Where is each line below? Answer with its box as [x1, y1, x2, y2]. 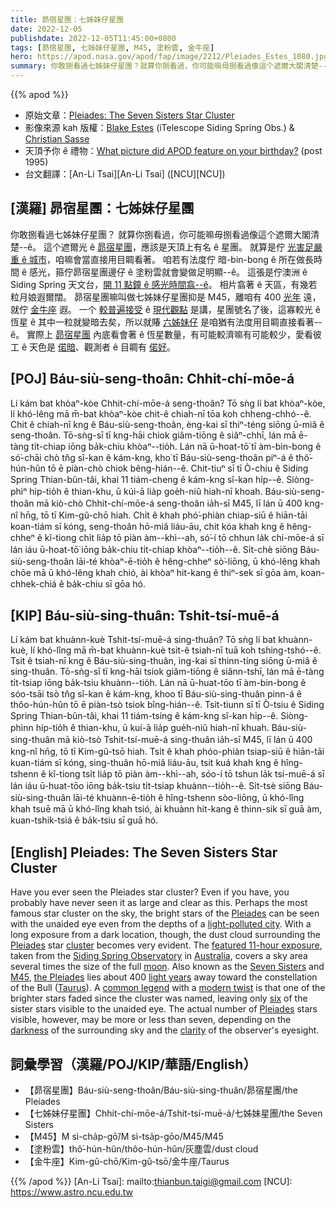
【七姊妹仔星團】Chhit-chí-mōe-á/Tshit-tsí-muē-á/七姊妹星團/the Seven [24, 1107, 323, 1120]
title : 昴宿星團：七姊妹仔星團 [10, 14, 124, 25]
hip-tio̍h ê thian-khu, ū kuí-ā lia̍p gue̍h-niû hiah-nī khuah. [35, 722, 270, 734]
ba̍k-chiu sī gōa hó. [66, 577, 147, 590]
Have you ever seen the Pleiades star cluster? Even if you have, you [10, 886, 290, 898]
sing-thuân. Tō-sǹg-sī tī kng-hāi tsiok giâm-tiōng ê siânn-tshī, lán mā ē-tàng [10, 666, 325, 678]
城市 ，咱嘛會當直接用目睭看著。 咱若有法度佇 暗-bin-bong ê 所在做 [29, 253, 305, 265]
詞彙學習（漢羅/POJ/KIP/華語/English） [10, 1056, 257, 1073]
